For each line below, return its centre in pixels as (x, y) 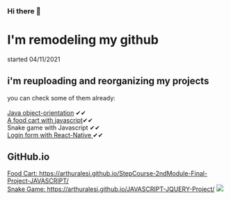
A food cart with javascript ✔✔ (50, 120)
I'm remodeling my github (83, 40)
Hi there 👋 (24, 11)
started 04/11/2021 (34, 59)
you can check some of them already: (62, 98)
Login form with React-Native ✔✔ (55, 134)
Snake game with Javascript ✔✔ (54, 128)
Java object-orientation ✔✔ (47, 113)
